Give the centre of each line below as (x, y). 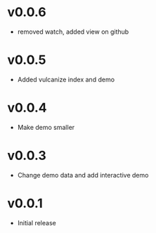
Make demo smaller (46, 127)
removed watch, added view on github (73, 32)
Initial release (37, 222)
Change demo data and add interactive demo (83, 175)
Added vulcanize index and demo (66, 79)
